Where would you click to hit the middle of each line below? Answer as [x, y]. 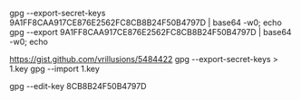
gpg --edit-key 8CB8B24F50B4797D [78, 86]
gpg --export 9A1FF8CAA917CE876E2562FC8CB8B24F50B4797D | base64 [150, 32]
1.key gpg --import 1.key [54, 68]
